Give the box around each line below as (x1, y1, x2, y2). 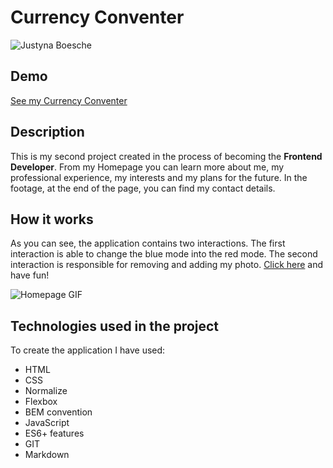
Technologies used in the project (10, 317, 220, 335)
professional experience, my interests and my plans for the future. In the (10, 171, 308, 183)
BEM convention (24, 406, 93, 418)
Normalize (24, 385, 68, 397)
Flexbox (24, 396, 58, 408)
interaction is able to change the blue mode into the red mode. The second (10, 248, 318, 260)
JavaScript (24, 417, 70, 429)
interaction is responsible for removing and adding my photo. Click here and (10, 259, 324, 271)
